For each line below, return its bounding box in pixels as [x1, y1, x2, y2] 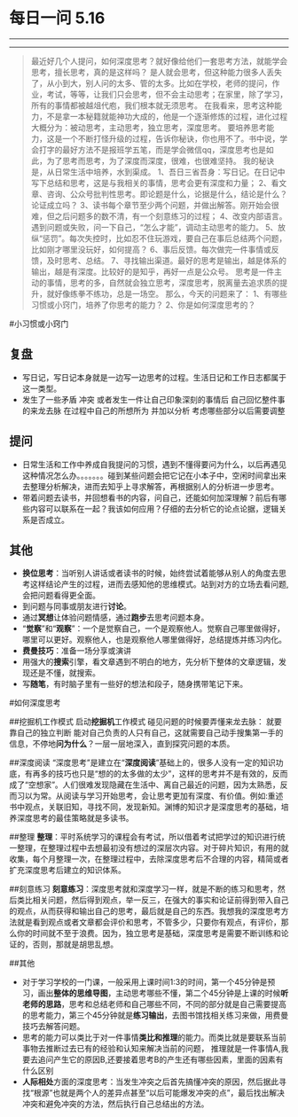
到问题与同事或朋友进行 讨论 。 [21, 601, 131, 612]
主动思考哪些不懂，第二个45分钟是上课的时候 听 [114, 988, 289, 998]
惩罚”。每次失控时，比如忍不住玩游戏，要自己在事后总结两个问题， [42, 232, 287, 244]
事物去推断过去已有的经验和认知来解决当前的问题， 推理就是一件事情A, [21, 1043, 281, 1054]
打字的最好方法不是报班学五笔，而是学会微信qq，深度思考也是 [38, 144, 266, 155]
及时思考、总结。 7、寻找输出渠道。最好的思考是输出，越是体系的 [46, 254, 286, 266]
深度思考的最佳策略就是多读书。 [16, 813, 134, 824]
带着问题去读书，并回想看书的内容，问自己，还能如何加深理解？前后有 [21, 492, 279, 503]
